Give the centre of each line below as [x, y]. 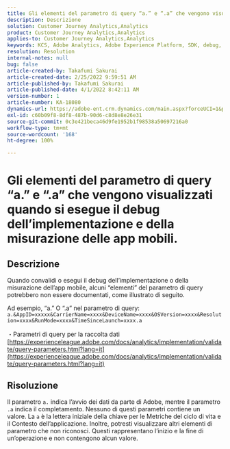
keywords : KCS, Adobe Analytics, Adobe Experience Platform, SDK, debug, [115, 45]
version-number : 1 [33, 97]
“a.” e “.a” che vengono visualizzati [110, 195]
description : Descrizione [44, 20]
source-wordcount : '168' [42, 134]
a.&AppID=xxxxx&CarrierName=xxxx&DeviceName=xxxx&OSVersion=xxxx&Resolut [115, 315]
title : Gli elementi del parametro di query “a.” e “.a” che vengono [108, 13]
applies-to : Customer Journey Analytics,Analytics [81, 39]
